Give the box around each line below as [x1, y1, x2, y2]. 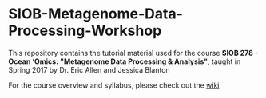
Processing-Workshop [8, 22, 162, 40]
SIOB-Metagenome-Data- [8, 5, 184, 23]
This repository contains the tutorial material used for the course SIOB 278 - [8, 48, 258, 57]
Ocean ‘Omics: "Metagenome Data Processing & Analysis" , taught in [8, 57, 241, 66]
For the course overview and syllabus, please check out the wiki [8, 80, 220, 90]
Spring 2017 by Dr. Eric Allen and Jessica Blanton [8, 65, 170, 74]
